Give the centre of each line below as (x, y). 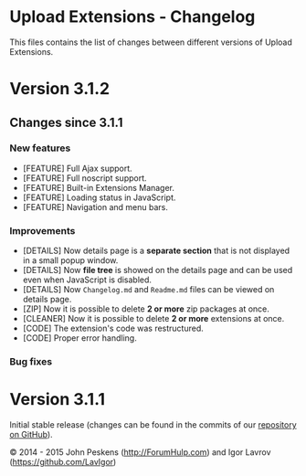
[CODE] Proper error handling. (79, 338)
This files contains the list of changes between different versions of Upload (151, 42)
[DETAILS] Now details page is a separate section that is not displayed (156, 251)
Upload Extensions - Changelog (132, 17)
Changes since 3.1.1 (66, 122)
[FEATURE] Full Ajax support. (77, 168)
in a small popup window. (70, 260)
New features (40, 148)
